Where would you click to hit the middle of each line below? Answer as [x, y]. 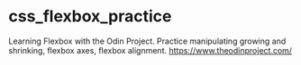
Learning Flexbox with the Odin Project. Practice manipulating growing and [147, 41]
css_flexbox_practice [90, 16]
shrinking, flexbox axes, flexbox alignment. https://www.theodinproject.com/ [150, 50]
